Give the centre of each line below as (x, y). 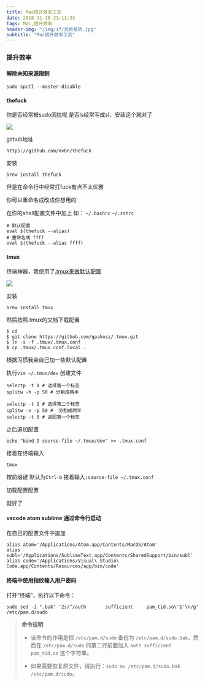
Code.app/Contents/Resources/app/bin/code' (63, 566)
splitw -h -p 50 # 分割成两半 (43, 392)
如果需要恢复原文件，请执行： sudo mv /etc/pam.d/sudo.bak (105, 666)
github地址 (20, 140)
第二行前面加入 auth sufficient (131, 645)
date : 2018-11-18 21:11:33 (41, 18)
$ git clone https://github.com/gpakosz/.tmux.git (72, 337)
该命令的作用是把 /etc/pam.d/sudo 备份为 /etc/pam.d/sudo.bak (109, 638)
